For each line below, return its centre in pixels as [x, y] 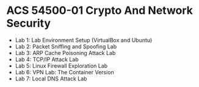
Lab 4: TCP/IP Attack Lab [47, 59]
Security [28, 23]
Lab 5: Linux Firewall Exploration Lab [61, 66]
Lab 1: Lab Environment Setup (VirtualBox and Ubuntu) [84, 40]
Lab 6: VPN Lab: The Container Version [64, 72]
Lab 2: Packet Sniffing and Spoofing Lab [66, 47]
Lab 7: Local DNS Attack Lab [51, 79]
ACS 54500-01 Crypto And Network [100, 11]
